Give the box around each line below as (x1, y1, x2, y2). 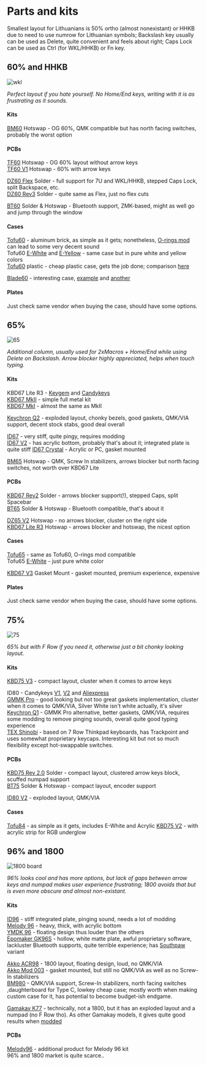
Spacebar (7, 498, 32, 505)
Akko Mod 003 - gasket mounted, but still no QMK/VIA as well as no (7, 966, 179, 973)
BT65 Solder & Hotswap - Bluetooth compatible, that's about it (7, 505, 164, 512)
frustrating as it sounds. (7, 96, 68, 104)
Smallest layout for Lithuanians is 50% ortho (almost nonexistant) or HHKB (7, 25, 195, 32)
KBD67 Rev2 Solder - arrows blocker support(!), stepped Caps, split (7, 492, 178, 499)
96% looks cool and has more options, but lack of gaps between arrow (7, 874, 188, 882)
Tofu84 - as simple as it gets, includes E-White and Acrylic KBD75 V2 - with (7, 822, 199, 829)
